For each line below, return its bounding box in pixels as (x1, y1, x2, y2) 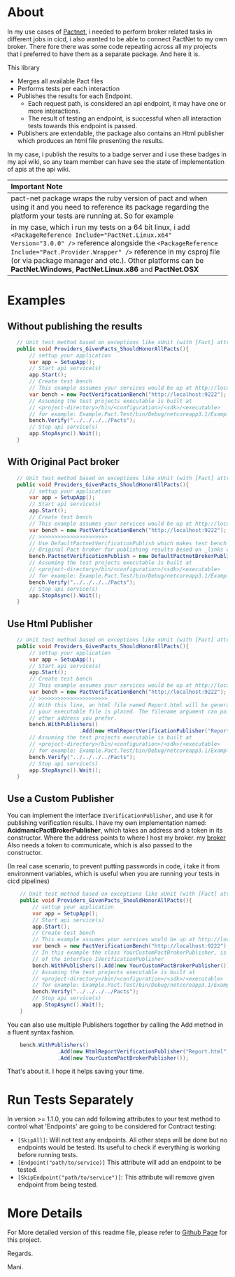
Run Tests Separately (7, 1091, 134, 1107)
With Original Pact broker (7, 456, 120, 468)
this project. (7, 1236, 42, 1244)
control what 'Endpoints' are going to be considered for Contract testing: (7, 1122, 217, 1131)
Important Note (10, 182, 63, 191)
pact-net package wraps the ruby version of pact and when (10, 193, 208, 203)
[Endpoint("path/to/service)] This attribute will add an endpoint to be (17, 1158, 222, 1167)
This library (7, 63, 40, 71)
